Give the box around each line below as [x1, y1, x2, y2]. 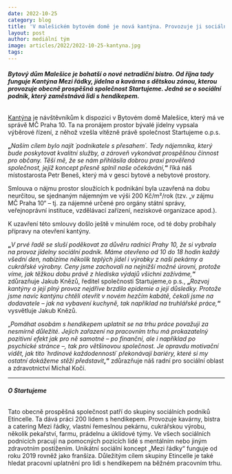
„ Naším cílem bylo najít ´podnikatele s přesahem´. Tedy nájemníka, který [8, 142, 213, 150]
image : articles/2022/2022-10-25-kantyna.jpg [8, 42, 140, 49]
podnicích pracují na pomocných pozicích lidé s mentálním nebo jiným [8, 437, 207, 446]
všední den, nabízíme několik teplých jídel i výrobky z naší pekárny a [8, 255, 204, 263]
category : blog [8, 17, 52, 23]
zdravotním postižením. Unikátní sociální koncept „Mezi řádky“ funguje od [8, 444, 218, 453]
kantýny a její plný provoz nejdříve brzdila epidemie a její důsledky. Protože [8, 285, 222, 293]
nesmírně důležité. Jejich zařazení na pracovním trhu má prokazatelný [8, 328, 209, 336]
